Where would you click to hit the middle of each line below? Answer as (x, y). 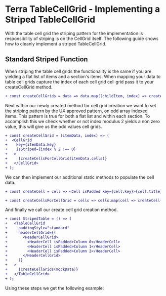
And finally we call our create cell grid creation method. (62, 210)
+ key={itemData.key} (31, 145)
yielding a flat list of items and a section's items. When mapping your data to (83, 76)
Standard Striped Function (46, 60)
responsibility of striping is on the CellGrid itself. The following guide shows (82, 39)
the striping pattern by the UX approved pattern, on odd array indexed (77, 111)
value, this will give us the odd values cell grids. (54, 127)
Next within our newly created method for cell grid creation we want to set (81, 105)
